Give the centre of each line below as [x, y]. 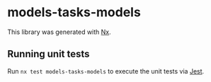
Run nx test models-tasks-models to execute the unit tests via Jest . [106, 71]
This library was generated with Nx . [59, 32]
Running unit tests [49, 54]
